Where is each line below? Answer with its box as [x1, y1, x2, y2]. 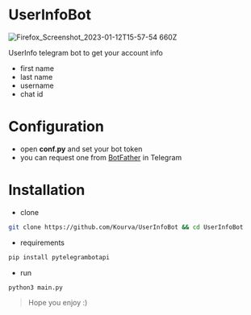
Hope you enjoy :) [27, 298, 88, 308]
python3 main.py [8, 284, 63, 292]
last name [19, 72, 53, 81]
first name [19, 63, 55, 73]
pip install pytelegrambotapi [8, 253, 111, 261]
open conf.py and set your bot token [19, 143, 143, 154]
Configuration [8, 118, 105, 136]
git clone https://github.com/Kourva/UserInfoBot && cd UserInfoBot [8, 223, 244, 231]
